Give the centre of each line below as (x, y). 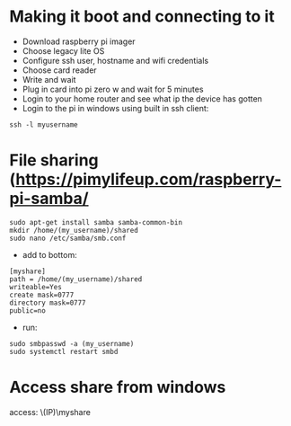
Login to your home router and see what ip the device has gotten (142, 98)
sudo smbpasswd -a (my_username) (72, 343)
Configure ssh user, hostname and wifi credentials (115, 60)
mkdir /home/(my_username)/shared (74, 230)
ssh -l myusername (44, 124)
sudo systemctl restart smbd (64, 351)
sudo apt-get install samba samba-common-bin (96, 222)
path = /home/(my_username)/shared (76, 279)
